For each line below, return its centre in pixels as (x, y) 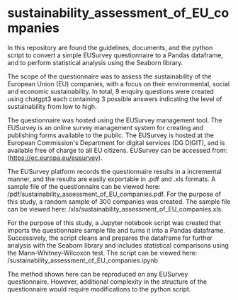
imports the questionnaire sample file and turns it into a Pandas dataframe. (116, 230)
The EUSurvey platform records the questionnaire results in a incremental (114, 171)
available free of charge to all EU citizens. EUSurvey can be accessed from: (118, 150)
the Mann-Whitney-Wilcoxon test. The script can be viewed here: (102, 253)
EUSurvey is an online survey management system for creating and (106, 127)
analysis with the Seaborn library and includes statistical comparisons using (118, 245)
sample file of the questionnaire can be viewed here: (84, 186)
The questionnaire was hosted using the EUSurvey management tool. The (115, 120)
